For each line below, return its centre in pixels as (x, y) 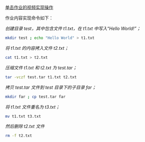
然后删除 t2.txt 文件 (25, 127)
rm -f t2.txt (19, 136)
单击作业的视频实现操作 (29, 7)
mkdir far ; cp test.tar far (35, 97)
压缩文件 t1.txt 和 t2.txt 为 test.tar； (41, 68)
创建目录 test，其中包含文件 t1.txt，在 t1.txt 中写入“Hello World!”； (73, 28)
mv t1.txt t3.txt (23, 116)
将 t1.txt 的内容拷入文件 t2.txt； (37, 48)
